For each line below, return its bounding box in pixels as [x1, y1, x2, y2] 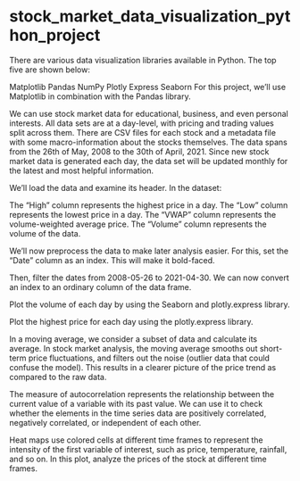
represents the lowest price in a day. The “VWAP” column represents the [9, 209, 277, 220]
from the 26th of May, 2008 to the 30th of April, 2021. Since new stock [9, 145, 270, 157]
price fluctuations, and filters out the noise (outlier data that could [28, 352, 271, 363]
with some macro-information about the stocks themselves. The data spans [9, 137, 287, 147]
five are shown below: [9, 64, 91, 75]
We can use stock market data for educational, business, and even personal [9, 108, 288, 119]
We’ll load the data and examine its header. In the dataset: [9, 182, 222, 193]
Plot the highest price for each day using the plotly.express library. [9, 316, 254, 327]
